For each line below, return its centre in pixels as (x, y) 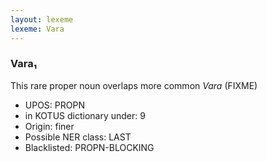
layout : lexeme (42, 19)
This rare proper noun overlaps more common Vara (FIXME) (134, 85)
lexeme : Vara (37, 29)
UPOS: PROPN (54, 105)
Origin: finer (49, 126)
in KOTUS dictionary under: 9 (85, 115)
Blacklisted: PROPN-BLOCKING (89, 147)
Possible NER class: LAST (78, 137)
